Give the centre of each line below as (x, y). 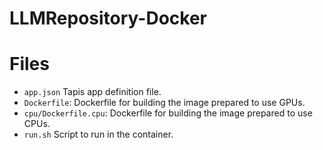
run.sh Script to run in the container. (98, 134)
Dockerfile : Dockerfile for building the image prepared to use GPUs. (164, 103)
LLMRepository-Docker (108, 18)
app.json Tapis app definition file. (92, 92)
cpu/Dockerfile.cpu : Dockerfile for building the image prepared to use (168, 113)
